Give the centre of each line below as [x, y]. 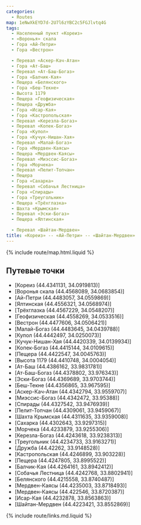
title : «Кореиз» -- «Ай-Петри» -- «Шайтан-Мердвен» [70, 236]
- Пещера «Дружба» [34, 104]
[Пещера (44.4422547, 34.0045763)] [61, 354]
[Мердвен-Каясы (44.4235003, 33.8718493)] [71, 485]
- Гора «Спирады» [33, 192]
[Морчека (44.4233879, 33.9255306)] [62, 429]
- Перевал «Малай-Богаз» [42, 143]
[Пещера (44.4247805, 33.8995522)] [61, 460]
